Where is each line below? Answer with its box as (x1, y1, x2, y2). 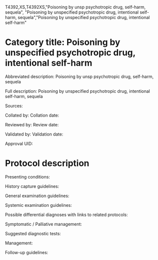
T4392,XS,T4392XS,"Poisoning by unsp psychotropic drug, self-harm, (5, 4, 146, 10)
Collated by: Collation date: (5, 112, 59, 118)
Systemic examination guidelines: (5, 202, 72, 208)
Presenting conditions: (5, 174, 50, 180)
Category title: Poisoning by (5, 37, 121, 48)
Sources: (5, 102, 23, 109)
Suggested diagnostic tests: (5, 230, 61, 236)
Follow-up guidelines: (5, 249, 49, 255)
